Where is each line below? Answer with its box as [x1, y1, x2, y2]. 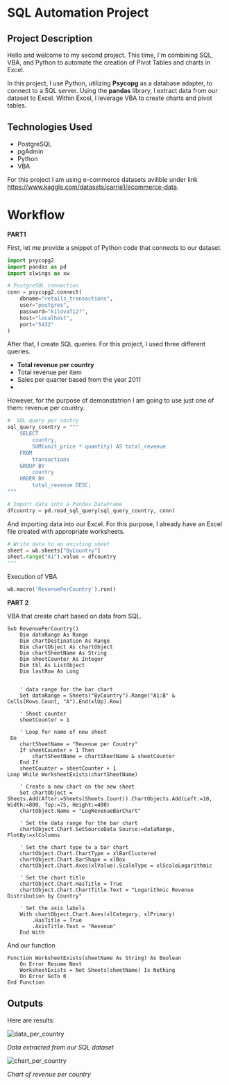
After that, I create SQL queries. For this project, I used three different [7, 340, 206, 348]
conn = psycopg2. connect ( [7, 289, 82, 296]
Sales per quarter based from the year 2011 [17, 376, 141, 384]
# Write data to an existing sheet [7, 540, 110, 548]
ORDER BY [19, 476, 45, 482]
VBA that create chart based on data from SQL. [7, 612, 142, 620]
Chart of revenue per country [7, 1070, 92, 1078]
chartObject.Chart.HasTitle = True [19, 880, 123, 887]
